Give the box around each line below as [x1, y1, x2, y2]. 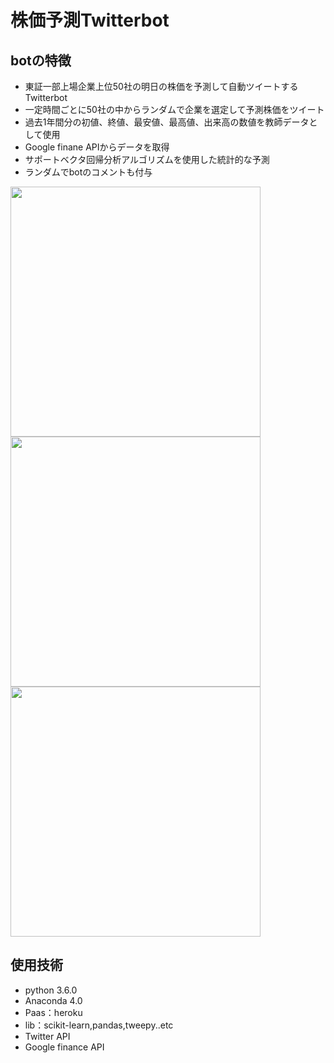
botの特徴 [10, 52, 72, 69]
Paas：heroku [24, 1006, 83, 1018]
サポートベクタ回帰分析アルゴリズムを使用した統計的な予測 [24, 154, 270, 165]
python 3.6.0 [24, 984, 78, 996]
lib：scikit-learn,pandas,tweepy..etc [24, 1019, 174, 1031]
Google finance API [24, 1041, 105, 1053]
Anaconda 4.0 [24, 994, 83, 1006]
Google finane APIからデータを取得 [24, 141, 170, 153]
